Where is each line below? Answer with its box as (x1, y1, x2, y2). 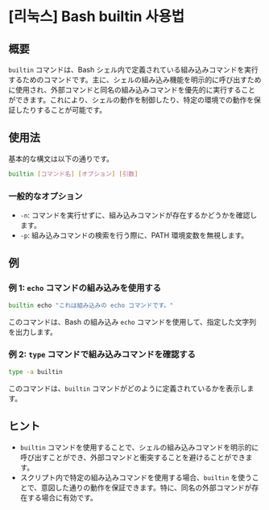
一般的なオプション (8, 190, 83, 201)
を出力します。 (8, 327, 58, 337)
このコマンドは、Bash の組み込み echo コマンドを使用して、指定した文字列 (8, 317, 257, 326)
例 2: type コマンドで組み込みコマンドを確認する (8, 349, 196, 360)
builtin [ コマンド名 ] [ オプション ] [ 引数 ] (8, 170, 139, 178)
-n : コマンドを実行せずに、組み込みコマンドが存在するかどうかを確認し (19, 210, 258, 220)
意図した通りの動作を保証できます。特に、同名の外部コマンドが (40, 483, 252, 492)
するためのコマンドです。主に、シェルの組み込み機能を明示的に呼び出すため (8, 75, 262, 85)
